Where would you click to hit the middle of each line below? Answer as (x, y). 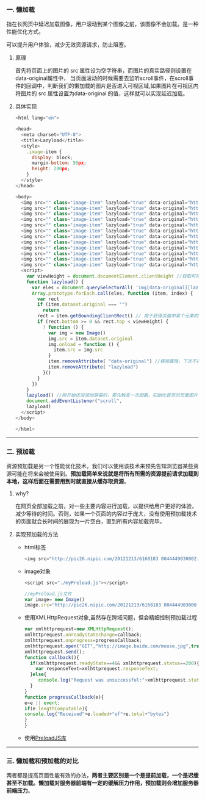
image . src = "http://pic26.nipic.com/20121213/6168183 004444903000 (110, 605)
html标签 (35, 547)
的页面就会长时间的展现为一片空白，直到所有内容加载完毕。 (90, 521)
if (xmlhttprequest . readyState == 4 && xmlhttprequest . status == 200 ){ (114, 663)
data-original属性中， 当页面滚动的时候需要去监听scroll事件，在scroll (102, 78)
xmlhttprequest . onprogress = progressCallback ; (83, 641)
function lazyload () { (55, 282)
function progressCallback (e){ (64, 697)
